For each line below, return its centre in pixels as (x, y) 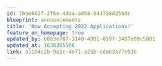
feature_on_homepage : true (45, 33)
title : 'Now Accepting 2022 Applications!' (70, 26)
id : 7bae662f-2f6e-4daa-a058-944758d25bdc (69, 13)
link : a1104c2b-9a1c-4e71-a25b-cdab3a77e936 (72, 52)
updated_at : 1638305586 (41, 45)
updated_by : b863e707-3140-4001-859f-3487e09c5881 (81, 39)
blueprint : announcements (44, 20)
